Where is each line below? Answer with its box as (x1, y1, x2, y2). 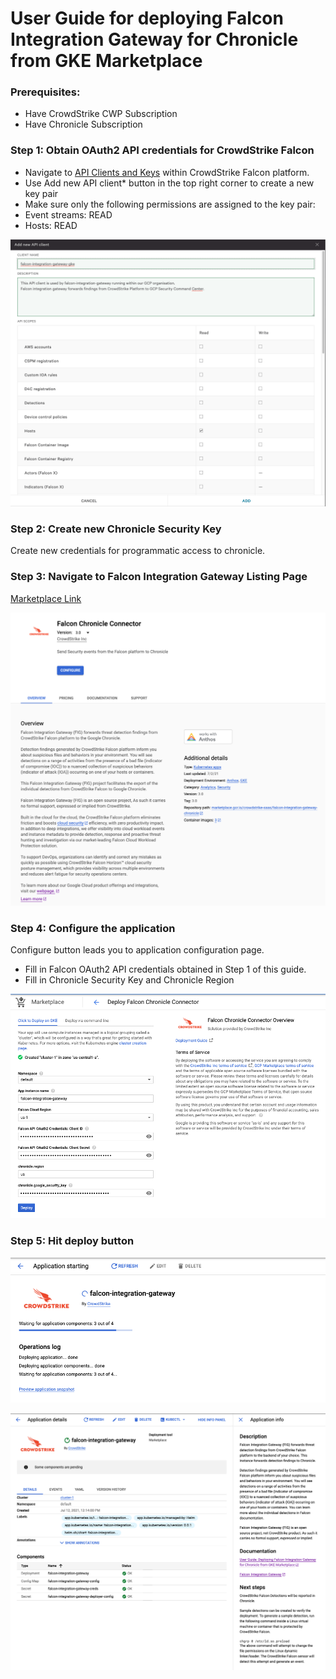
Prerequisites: (10, 85, 81, 99)
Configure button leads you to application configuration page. (10, 943, 265, 956)
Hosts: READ (24, 219, 78, 231)
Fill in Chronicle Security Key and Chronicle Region (24, 973, 235, 986)
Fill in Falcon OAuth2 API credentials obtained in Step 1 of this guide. (24, 963, 307, 975)
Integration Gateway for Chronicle (10, 28, 299, 51)
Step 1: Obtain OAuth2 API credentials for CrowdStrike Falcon (10, 143, 315, 157)
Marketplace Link (10, 592, 82, 604)
